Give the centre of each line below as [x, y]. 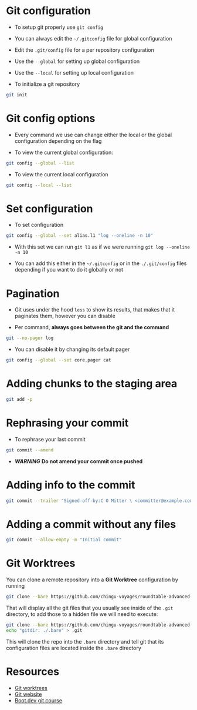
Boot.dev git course [38, 700]
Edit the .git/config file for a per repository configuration [84, 50]
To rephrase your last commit [50, 439]
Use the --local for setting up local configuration [74, 72]
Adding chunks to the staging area [92, 384]
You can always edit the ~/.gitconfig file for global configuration [93, 38]
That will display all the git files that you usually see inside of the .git [90, 608]
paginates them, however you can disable [65, 316]
